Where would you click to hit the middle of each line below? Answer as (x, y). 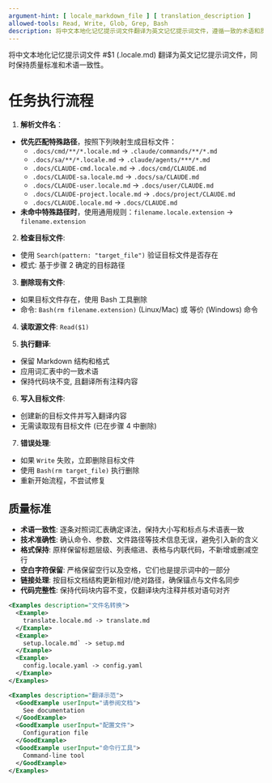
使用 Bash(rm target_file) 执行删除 (80, 471)
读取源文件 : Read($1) (55, 327)
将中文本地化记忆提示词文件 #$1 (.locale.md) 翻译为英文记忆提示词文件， (130, 55)
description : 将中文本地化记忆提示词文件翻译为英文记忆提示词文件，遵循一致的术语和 (134, 31)
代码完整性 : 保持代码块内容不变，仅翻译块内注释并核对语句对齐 (125, 590)
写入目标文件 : (42, 399)
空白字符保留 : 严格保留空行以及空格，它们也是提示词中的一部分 (125, 570)
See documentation (54, 710)
